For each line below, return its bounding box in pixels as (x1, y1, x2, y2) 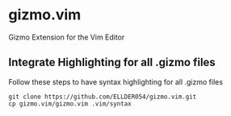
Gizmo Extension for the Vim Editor (8, 32, 125, 42)
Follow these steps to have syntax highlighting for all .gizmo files (8, 77, 224, 86)
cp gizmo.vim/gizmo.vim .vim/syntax (8, 99, 132, 108)
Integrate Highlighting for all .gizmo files (8, 56, 216, 69)
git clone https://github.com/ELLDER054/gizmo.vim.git (8, 93, 197, 101)
